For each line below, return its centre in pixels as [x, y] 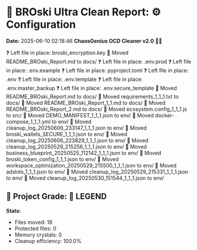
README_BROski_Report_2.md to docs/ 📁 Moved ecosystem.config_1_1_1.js [96, 109]
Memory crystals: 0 [38, 235]
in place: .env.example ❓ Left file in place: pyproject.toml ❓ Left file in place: [97, 70]
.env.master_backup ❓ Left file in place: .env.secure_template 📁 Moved [92, 88]
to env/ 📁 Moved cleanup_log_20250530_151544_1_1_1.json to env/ [85, 178]
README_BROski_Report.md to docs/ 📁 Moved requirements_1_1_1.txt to [93, 96]
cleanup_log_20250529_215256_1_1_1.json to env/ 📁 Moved [76, 146]
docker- [165, 115]
